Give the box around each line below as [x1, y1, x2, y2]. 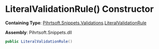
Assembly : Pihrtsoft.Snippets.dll [5, 29, 72, 35]
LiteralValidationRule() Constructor [5, 3, 154, 15]
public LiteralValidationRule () [5, 39, 72, 44]
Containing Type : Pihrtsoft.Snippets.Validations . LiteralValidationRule [5, 20, 146, 26]
